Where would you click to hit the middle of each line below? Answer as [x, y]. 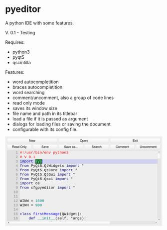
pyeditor [23, 9]
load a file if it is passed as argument [50, 118]
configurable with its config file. [45, 129]
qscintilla [22, 62]
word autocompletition [35, 82]
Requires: [15, 42]
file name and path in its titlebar [45, 114]
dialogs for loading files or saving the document [61, 124]
